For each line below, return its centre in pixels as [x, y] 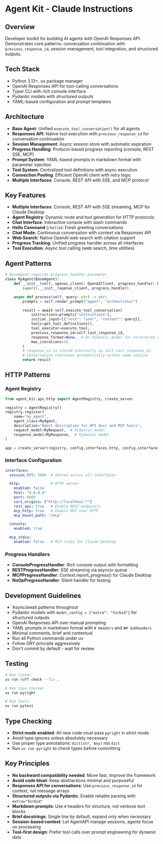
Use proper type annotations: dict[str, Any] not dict [66, 743]
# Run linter [18, 675]
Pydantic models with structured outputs [53, 96]
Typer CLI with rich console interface [49, 91]
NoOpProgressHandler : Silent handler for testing [61, 580]
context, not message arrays [41, 791]
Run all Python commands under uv [48, 638]
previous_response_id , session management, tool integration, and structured [81, 49]
